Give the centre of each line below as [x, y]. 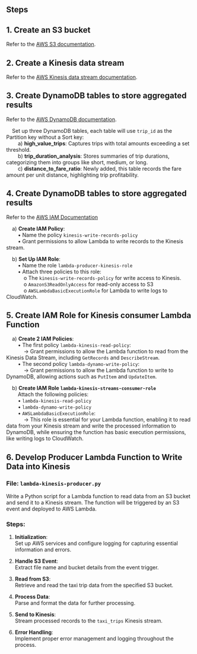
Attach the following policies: [53, 394]
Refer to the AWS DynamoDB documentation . [61, 119]
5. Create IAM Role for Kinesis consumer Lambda [99, 316]
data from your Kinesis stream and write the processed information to [91, 426]
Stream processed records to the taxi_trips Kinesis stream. [89, 621]
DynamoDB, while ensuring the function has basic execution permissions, [96, 432]
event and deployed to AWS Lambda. [51, 509]
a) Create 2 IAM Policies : [43, 339]
